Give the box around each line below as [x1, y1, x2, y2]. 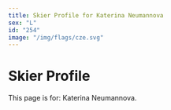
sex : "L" [8, 19, 37, 27]
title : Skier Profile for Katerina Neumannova [8, 11, 164, 20]
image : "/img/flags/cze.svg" [8, 33, 104, 42]
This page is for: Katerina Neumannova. [8, 93, 137, 103]
